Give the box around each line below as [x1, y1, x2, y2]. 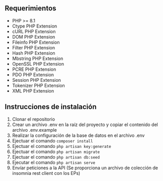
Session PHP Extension [12, 77, 61, 83]
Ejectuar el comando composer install [12, 137, 93, 144]
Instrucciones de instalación [5, 103, 97, 111]
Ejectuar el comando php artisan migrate [12, 148, 100, 155]
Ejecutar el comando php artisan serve [12, 159, 95, 165]
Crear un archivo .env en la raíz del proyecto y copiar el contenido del [12, 122, 158, 128]
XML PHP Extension [12, 87, 54, 94]
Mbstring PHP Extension [12, 55, 63, 62]
